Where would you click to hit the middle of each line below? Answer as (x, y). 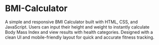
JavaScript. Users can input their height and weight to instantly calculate (77, 27)
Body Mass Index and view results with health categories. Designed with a (79, 32)
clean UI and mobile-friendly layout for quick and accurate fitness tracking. (80, 37)
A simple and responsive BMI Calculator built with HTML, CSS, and (72, 22)
